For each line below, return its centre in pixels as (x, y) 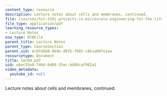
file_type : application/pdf (34, 24)
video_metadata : (22, 70)
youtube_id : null (28, 74)
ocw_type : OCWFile (24, 38)
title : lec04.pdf (23, 60)
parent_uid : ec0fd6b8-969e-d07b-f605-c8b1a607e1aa (59, 51)
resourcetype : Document (30, 56)
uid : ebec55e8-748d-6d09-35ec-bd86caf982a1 (51, 65)
